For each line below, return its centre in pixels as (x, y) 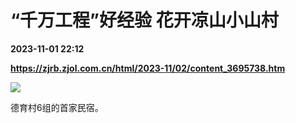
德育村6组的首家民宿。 (57, 107)
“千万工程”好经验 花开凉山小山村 (144, 20)
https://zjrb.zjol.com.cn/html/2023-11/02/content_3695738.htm (148, 68)
